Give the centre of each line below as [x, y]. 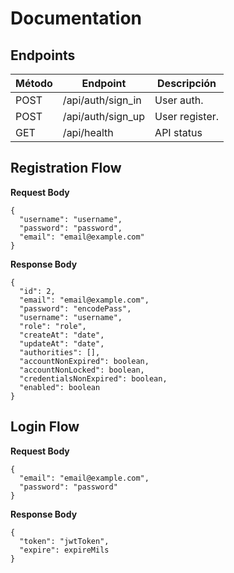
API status [178, 132]
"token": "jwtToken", [64, 541]
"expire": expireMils [64, 550]
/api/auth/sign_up [104, 116]
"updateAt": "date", [62, 343]
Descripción [187, 83]
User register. [187, 116]
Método [34, 83]
